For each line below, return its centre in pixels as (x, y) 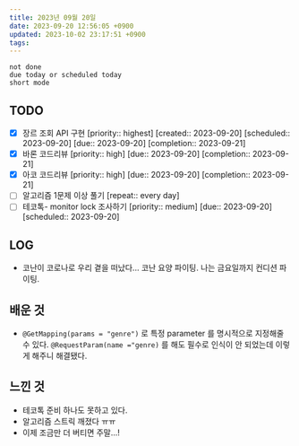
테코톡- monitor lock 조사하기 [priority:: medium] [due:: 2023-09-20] (147, 206)
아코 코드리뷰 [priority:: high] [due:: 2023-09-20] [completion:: (136, 175)
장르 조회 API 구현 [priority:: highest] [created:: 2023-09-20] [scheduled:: (156, 133)
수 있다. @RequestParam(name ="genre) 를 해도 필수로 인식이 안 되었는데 (148, 345)
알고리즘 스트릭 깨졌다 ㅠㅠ (69, 421)
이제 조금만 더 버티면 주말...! (71, 433)
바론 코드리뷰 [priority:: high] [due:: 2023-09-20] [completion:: (136, 154)
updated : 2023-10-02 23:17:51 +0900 (77, 34)
